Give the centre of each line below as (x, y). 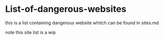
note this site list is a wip (31, 32)
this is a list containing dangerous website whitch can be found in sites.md (82, 23)
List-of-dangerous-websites (66, 9)
